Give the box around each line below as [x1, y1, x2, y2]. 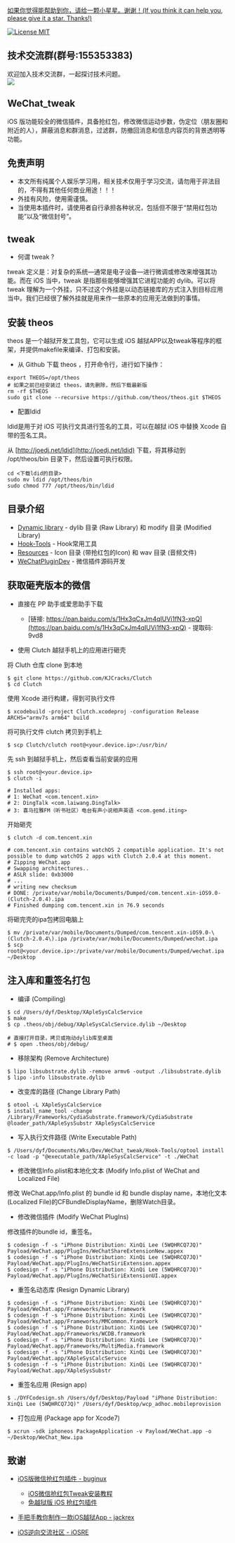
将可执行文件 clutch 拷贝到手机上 [7, 727, 103, 736]
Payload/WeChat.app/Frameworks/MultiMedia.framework [7, 1342, 165, 1350]
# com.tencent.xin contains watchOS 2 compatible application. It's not [7, 846, 224, 853]
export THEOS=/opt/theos [7, 375, 80, 382]
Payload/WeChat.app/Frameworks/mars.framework [7, 1305, 146, 1312]
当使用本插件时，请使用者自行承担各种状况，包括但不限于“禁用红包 [17, 203, 211, 212]
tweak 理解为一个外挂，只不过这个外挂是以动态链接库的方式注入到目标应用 [7, 285, 223, 294]
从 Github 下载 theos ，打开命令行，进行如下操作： [17, 361, 165, 369]
